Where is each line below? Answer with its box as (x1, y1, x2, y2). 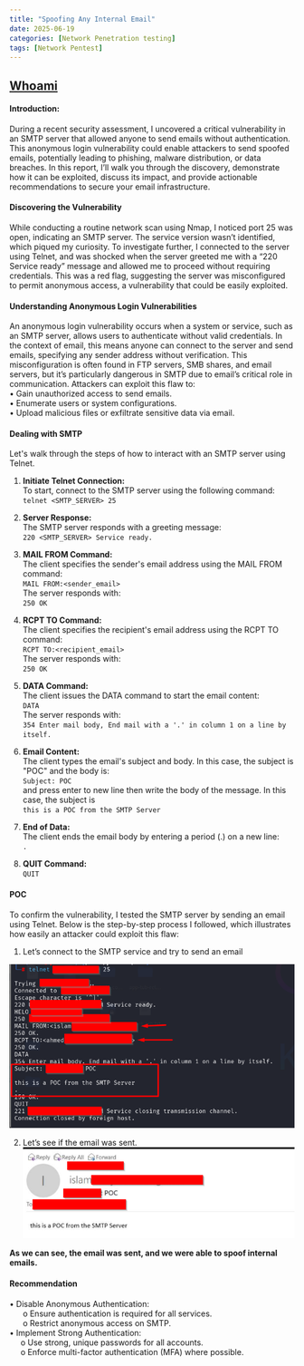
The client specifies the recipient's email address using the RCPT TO (22, 625, 279, 635)
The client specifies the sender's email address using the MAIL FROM (22, 558, 283, 570)
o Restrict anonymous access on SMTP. (22, 1317, 172, 1328)
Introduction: (9, 103, 61, 114)
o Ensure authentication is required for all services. (22, 1308, 213, 1319)
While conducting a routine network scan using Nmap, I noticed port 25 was (9, 222, 294, 233)
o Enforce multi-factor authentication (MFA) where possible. (20, 1346, 244, 1357)
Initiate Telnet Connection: (22, 476, 125, 487)
